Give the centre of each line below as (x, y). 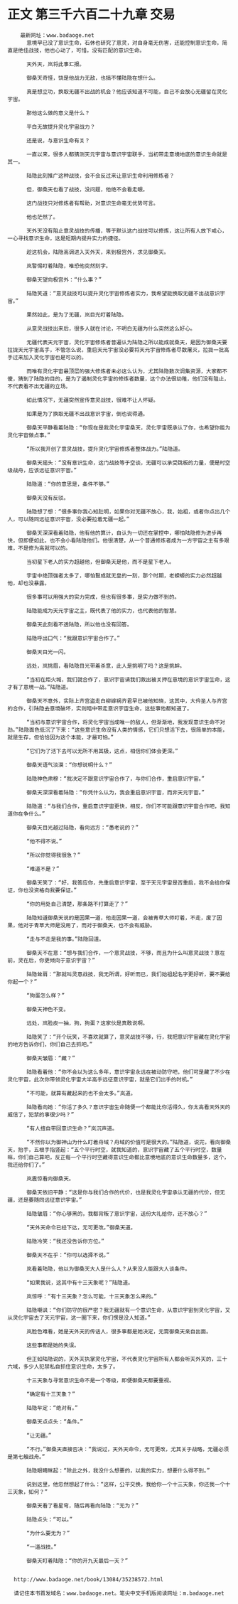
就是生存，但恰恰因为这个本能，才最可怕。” (61, 737)
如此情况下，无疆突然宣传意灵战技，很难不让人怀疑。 (92, 400)
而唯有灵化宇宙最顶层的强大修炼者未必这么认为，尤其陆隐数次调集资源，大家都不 (126, 371)
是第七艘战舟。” (26, 1457)
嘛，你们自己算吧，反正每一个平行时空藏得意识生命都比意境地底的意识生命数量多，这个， (118, 1157)
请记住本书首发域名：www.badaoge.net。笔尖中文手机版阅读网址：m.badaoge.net (119, 1593)
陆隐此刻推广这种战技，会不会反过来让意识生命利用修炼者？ (100, 176)
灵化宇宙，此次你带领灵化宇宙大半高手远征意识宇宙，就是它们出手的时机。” (100, 1079)
